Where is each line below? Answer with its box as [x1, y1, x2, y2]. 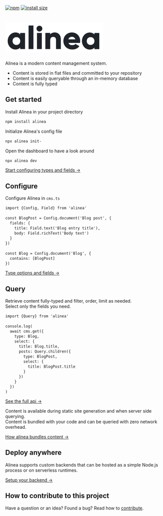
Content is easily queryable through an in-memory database [12, 75, 138, 81]
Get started [5, 95, 42, 104]
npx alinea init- [5, 139, 42, 144]
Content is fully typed [12, 81, 58, 87]
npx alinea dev [5, 158, 37, 163]
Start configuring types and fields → [5, 167, 81, 174]
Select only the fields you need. [5, 303, 71, 309]
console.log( [5, 324, 33, 329]
